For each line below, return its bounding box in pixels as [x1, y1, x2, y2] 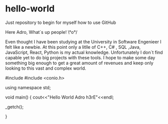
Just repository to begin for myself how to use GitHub [5, 19, 116, 25]
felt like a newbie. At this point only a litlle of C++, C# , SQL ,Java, [5, 44, 141, 50]
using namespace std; [5, 84, 51, 90]
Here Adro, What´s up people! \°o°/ [5, 29, 78, 35]
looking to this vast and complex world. [5, 65, 86, 71]
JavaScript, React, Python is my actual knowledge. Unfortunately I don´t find [5, 49, 163, 55]
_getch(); [5, 104, 24, 110]
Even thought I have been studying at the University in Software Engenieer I [5, 38, 161, 45]
